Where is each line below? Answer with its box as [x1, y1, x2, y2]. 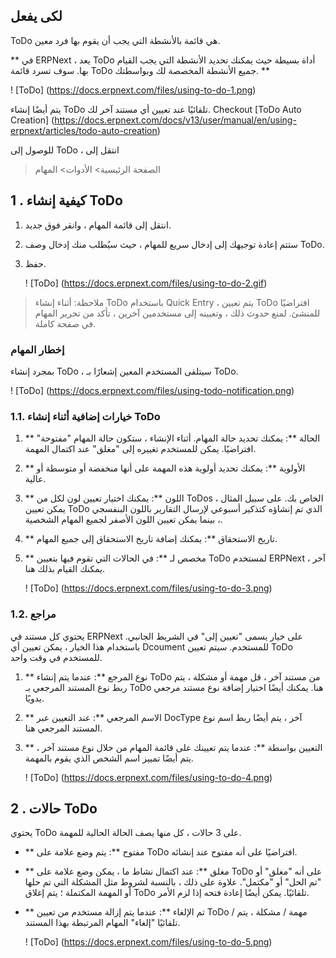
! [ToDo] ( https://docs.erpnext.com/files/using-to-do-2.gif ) [24, 277, 268, 289]
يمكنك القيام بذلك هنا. [24, 563, 105, 575]
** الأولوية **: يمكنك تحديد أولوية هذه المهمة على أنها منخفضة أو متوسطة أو [24, 462, 306, 474]
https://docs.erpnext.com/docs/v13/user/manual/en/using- [54, 114, 297, 126]
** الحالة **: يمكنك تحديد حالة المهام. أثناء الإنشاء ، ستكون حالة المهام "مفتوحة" [24, 432, 321, 444]
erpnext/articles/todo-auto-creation [10, 124, 158, 136]
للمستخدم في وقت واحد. [10, 651, 103, 663]
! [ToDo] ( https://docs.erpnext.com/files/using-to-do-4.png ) [24, 771, 273, 783]
